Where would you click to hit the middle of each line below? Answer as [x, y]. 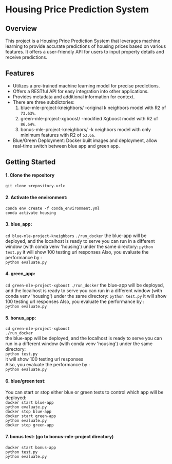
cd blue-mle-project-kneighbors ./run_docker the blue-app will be [76, 236]
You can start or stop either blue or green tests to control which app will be [84, 392]
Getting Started [31, 162]
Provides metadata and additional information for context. [74, 97]
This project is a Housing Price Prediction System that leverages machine [83, 41]
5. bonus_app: [21, 318]
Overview [21, 29]
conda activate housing [31, 213]
